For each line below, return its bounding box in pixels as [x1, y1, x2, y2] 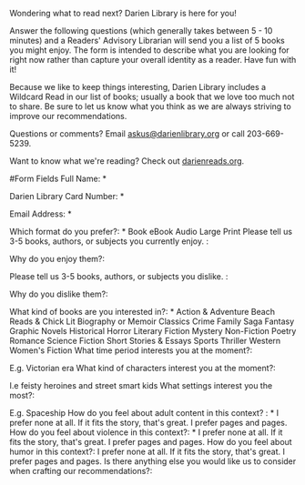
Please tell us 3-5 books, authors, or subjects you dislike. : [9, 271, 229, 281]
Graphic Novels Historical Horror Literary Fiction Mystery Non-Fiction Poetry [9, 326, 297, 336]
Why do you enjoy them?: [9, 254, 106, 264]
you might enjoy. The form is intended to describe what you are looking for [9, 45, 290, 56]
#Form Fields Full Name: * [9, 173, 107, 184]
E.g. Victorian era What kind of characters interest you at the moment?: [9, 363, 276, 373]
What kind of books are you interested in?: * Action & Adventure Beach [9, 307, 276, 317]
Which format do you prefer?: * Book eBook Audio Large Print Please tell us [9, 227, 293, 237]
